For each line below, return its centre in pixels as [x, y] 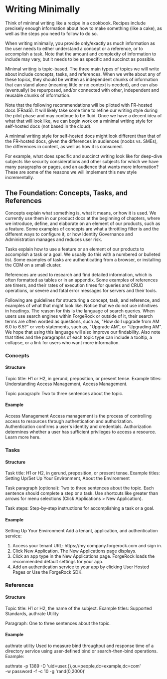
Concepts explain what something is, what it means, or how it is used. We [81, 213]
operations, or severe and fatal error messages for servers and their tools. [81, 290]
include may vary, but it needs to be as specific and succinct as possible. [80, 59]
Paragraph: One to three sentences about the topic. [58, 623]
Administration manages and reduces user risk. [54, 239]
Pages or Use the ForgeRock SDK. [48, 572]
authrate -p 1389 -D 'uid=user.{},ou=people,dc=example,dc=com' [73, 666]
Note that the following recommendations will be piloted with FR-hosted [79, 105]
